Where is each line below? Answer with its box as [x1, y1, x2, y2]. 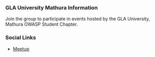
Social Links [5, 34, 36, 41]
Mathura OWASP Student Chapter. [5, 21, 78, 27]
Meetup [12, 46, 30, 52]
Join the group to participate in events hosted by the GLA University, [5, 16, 150, 22]
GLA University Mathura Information [5, 4, 98, 11]
